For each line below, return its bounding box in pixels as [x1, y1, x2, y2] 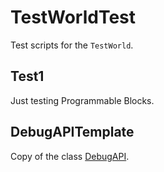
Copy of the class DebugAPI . [10, 150, 130, 162]
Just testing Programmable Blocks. [10, 94, 155, 106]
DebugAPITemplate [10, 124, 135, 141]
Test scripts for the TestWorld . [10, 39, 134, 51]
